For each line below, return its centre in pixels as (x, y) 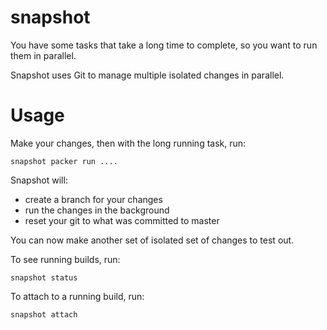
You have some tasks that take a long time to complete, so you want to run (164, 45)
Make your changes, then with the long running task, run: (128, 143)
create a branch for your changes (93, 199)
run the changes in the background (97, 210)
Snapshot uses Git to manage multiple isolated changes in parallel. (147, 75)
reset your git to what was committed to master (122, 220)
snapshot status (44, 277)
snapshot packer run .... (64, 161)
